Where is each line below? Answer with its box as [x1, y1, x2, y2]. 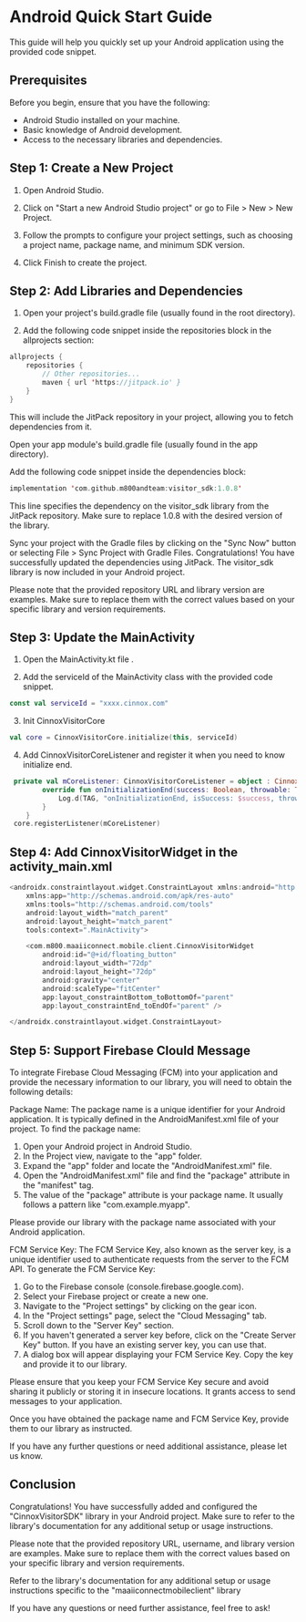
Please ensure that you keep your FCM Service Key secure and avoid [9, 1377, 270, 1388]
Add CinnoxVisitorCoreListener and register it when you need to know [22, 749, 285, 760]
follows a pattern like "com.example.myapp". [22, 1199, 191, 1210]
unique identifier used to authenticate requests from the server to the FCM [9, 1254, 290, 1265]
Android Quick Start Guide [9, 6, 213, 27]
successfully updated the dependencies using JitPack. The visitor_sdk [9, 556, 274, 567]
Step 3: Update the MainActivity [9, 629, 196, 645]
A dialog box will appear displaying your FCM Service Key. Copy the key [22, 1349, 294, 1360]
